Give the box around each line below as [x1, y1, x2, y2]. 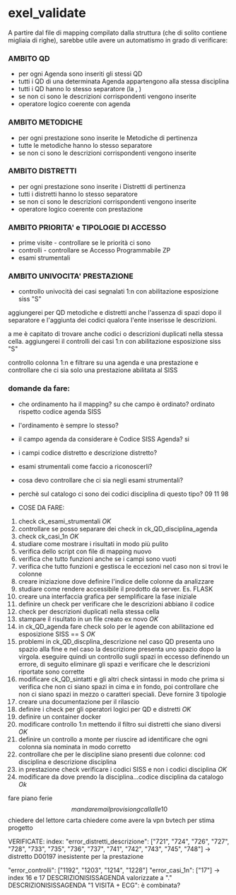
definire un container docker [18, 712, 102, 721]
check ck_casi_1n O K [18, 532, 79, 541]
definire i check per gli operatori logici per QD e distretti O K [18, 705, 191, 713]
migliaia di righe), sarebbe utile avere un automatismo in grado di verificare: [8, 35, 228, 44]
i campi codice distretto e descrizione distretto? [18, 448, 158, 457]
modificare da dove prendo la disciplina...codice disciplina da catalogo [18, 773, 224, 781]
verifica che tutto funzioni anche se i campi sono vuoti [18, 554, 177, 563]
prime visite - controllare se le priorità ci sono [18, 238, 151, 247]
